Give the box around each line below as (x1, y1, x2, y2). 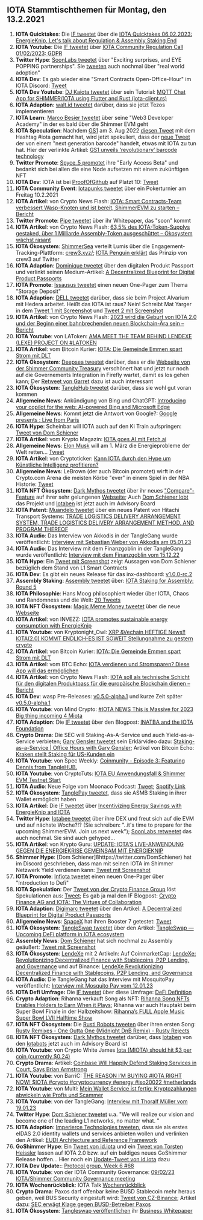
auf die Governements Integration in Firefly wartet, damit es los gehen (15, 371, 190, 378)
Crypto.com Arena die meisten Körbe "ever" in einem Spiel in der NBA (15, 474, 190, 481)
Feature (15, 493, 35, 500)
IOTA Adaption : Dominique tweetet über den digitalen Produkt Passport (15, 261, 194, 269)
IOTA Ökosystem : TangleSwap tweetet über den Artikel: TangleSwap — (15, 924, 195, 931)
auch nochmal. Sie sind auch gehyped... (15, 834, 116, 841)
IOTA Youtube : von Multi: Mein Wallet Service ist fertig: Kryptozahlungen (15, 1084, 197, 1092)
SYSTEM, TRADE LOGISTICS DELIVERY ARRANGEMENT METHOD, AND (15, 519, 195, 526)
